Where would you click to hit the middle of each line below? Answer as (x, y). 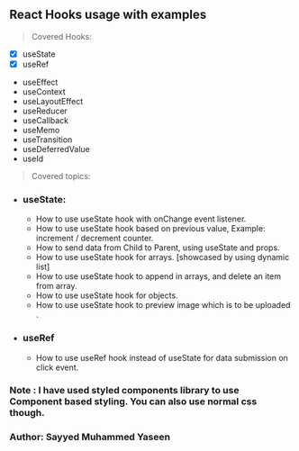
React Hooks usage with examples (108, 15)
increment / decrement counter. (95, 239)
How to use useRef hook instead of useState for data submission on (162, 357)
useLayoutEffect (53, 101)
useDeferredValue (56, 149)
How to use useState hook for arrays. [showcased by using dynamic (163, 257)
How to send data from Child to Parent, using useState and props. (158, 248)
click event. (57, 367)
